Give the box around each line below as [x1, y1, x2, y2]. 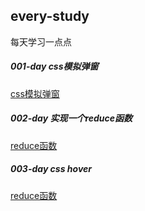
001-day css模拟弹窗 [10, 60, 99, 73]
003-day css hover [10, 163, 92, 175]
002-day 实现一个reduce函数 [10, 112, 133, 124]
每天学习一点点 [10, 35, 72, 48]
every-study [10, 8, 90, 25]
